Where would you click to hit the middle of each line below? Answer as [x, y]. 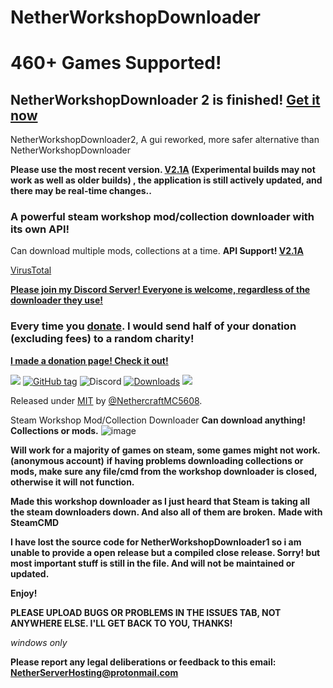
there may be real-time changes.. [81, 191]
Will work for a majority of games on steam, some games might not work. [165, 450]
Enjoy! [24, 593]
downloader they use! [56, 300]
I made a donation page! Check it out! [89, 360]
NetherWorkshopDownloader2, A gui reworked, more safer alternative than [165, 140]
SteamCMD [35, 522]
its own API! [40, 229]
